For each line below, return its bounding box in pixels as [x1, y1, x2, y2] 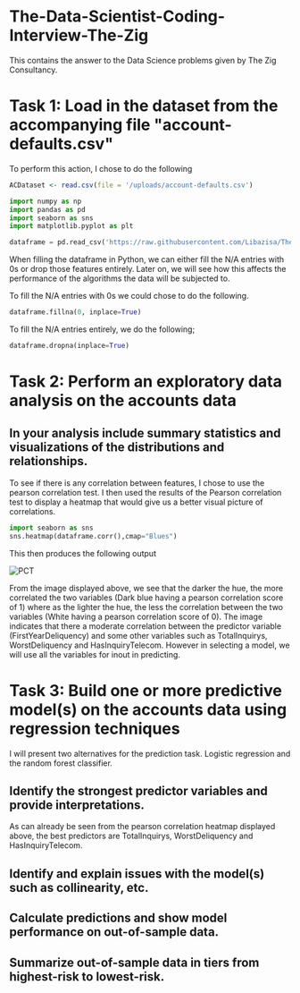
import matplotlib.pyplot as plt [9, 222, 134, 231]
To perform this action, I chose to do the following [9, 163, 193, 174]
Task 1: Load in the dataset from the [9, 96, 279, 116]
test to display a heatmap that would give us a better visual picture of [9, 496, 263, 507]
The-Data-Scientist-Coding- [9, 6, 226, 27]
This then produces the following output [9, 547, 156, 558]
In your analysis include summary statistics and [9, 426, 281, 441]
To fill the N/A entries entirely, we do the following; [9, 324, 196, 335]
